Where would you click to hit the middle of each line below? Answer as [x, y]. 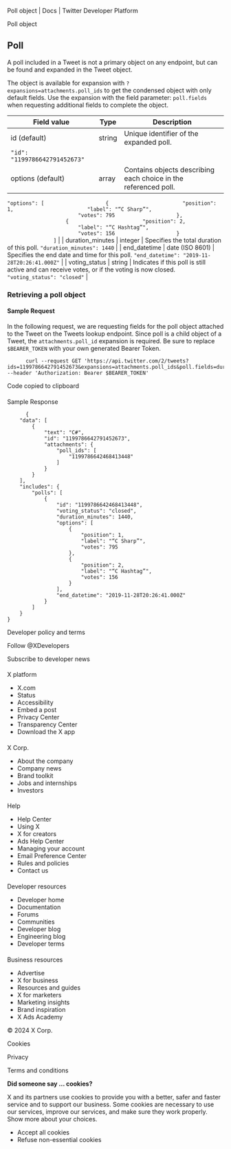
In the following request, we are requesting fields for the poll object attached [115, 326]
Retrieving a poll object [46, 294]
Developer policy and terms [46, 632]
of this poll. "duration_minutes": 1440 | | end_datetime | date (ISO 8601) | [111, 247]
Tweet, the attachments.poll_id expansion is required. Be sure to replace [111, 340]
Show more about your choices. [52, 1119]
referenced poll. [149, 187]
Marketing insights [43, 1002]
